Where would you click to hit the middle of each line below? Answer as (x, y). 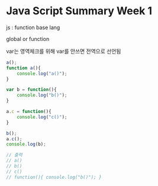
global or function (28, 39)
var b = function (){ (32, 90)
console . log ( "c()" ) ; (42, 117)
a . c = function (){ (29, 112)
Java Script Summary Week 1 (79, 11)
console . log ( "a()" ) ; (42, 73)
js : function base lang (33, 27)
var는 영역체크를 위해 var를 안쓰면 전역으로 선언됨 (64, 51)
